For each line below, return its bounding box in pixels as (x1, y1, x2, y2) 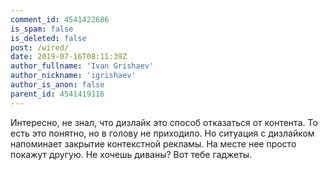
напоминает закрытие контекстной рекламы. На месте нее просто (10, 137, 297, 150)
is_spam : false (10, 24, 74, 34)
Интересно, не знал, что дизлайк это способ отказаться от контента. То (10, 116, 318, 128)
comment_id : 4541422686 (10, 14, 110, 25)
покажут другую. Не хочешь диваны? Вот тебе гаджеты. (10, 148, 253, 160)
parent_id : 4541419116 (10, 89, 105, 99)
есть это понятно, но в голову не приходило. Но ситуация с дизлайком (10, 127, 315, 139)
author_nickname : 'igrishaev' (10, 71, 137, 81)
